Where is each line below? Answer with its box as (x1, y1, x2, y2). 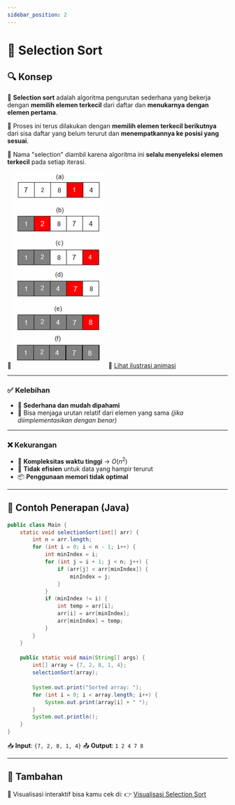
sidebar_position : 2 (7, 11, 68, 18)
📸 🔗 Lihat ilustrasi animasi (7, 361, 176, 369)
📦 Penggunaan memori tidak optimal (17, 472, 129, 481)
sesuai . (7, 137, 29, 145)
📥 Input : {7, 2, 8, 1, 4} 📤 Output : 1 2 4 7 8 (7, 741, 143, 750)
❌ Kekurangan (7, 440, 57, 450)
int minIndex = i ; (44, 551, 99, 558)
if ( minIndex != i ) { (44, 596, 108, 603)
